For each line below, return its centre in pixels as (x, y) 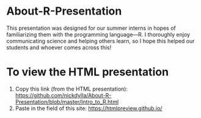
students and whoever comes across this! (59, 47)
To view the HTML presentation (88, 72)
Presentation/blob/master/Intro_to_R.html (67, 102)
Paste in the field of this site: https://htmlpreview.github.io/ (89, 108)
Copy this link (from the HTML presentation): (71, 89)
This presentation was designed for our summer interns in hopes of (91, 28)
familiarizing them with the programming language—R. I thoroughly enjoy (98, 34)
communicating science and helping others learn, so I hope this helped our (100, 41)
